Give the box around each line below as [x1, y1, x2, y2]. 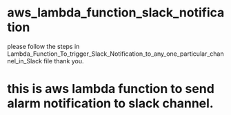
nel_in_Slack [7, 56, 43, 65]
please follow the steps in [7, 42, 80, 50]
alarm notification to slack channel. [7, 96, 214, 112]
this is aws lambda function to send [7, 81, 215, 97]
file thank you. [43, 56, 84, 65]
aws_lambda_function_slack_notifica [7, 5, 225, 21]
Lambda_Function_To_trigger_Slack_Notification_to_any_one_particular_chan [7, 50, 224, 58]
